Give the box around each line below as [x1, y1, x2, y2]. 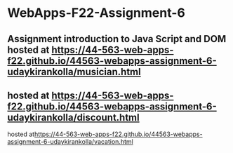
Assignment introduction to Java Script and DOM [7, 33, 227, 45]
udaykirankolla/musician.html [7, 65, 142, 78]
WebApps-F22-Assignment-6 [7, 5, 186, 21]
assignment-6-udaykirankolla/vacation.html [7, 138, 133, 146]
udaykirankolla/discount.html [7, 111, 140, 124]
